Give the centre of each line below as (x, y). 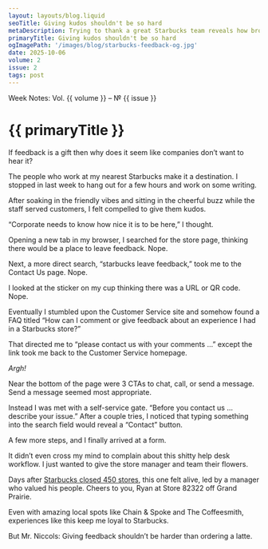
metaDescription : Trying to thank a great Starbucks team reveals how (128, 30)
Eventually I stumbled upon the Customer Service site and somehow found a (134, 312)
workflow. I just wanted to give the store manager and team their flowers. (128, 463)
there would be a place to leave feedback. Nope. (88, 248)
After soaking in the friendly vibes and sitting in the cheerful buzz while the (132, 200)
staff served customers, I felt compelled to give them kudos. (107, 209)
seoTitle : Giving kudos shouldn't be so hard (85, 23)
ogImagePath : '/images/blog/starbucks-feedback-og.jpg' (103, 46)
